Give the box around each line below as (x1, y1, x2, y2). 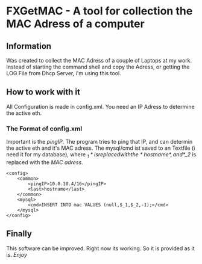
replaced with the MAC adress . (6, 158, 83, 166)
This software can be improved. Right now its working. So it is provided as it (6, 245, 195, 252)
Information (6, 41, 52, 51)
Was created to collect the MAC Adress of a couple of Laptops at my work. (6, 57, 192, 64)
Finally (6, 229, 32, 239)
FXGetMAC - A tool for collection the (6, 4, 193, 18)
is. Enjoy (6, 251, 27, 258)
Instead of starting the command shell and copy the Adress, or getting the (6, 63, 190, 70)
